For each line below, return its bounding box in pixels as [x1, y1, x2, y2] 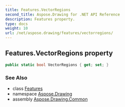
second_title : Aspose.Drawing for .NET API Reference [5, 12, 120, 17]
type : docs [5, 21, 28, 26]
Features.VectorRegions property [5, 49, 113, 57]
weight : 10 [5, 26, 28, 31]
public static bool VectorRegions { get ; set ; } [5, 62, 109, 67]
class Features [12, 85, 43, 91]
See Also [5, 74, 28, 81]
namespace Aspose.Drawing [12, 90, 72, 96]
